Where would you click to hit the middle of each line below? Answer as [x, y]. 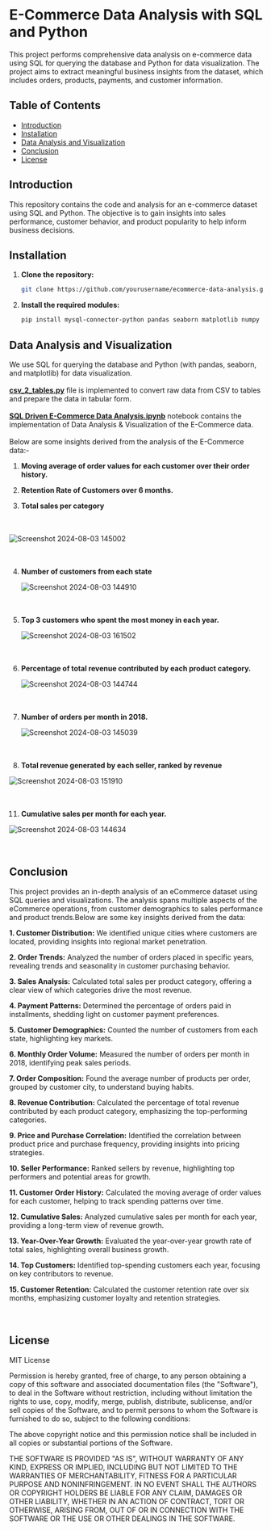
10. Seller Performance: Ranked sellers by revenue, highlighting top [122, 1168]
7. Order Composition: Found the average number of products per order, [130, 1078]
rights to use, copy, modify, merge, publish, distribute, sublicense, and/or [131, 1401]
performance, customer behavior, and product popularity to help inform [128, 221]
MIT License [30, 1360]
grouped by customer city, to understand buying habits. [102, 1087]
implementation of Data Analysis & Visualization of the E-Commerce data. [131, 424]
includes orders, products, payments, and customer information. [116, 80]
